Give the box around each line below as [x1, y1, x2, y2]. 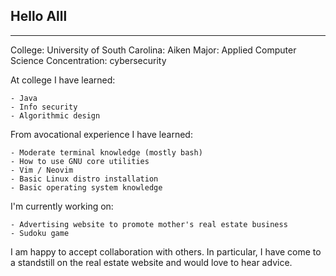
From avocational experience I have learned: [10, 128, 193, 140]
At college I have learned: [10, 74, 116, 86]
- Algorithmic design [10, 110, 101, 121]
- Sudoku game [10, 228, 70, 238]
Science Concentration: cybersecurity [10, 54, 167, 66]
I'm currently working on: [10, 200, 114, 212]
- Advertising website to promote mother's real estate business [10, 219, 288, 229]
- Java [10, 93, 38, 103]
